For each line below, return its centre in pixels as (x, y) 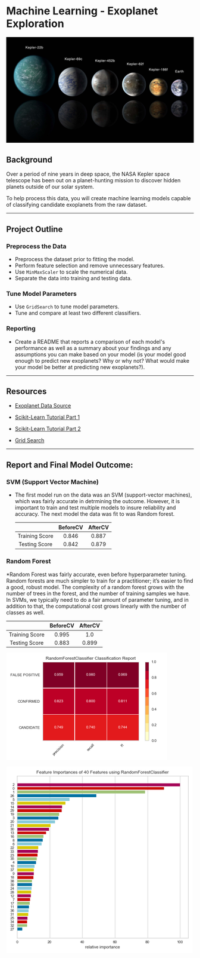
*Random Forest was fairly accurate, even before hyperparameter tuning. (96, 574)
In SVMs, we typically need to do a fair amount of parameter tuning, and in (97, 599)
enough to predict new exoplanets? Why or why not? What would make (102, 360)
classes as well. (25, 612)
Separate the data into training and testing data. (73, 278)
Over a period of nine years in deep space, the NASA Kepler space (88, 174)
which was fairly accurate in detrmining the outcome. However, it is (97, 501)
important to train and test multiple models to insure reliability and (95, 508)
